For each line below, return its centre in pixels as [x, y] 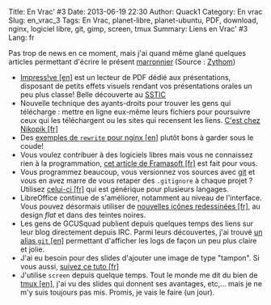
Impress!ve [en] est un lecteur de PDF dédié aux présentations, [125, 77]
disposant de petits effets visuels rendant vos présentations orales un [136, 86]
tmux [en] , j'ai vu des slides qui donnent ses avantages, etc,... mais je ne [141, 284]
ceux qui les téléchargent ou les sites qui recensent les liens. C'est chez [140, 120]
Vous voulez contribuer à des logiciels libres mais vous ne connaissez [136, 155]
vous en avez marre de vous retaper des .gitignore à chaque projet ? [136, 180]
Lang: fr [21, 37]
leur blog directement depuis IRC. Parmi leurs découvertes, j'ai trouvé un [141, 232]
